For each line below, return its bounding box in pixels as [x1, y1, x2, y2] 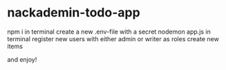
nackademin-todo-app [7, 5, 140, 21]
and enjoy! [7, 55, 37, 63]
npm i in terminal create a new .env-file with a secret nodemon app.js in [7, 27, 211, 36]
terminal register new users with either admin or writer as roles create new [7, 34, 219, 43]
